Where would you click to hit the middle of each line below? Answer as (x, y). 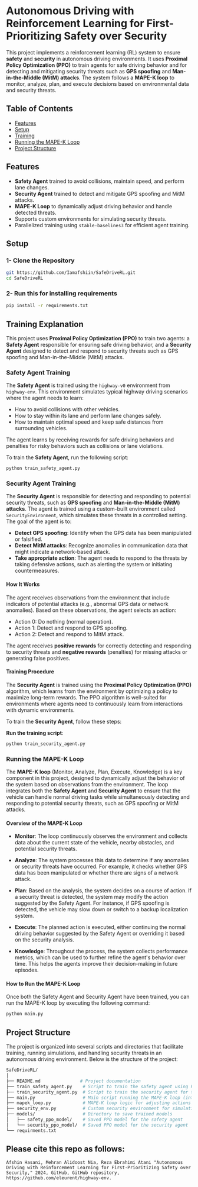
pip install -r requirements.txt (47, 306)
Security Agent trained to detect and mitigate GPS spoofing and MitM (100, 193)
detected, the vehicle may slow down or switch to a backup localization (101, 909)
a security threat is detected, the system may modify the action (91, 897)
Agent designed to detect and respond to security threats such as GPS (92, 351)
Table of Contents (40, 109)
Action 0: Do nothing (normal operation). (64, 621)
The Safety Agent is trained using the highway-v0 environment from (88, 385)
